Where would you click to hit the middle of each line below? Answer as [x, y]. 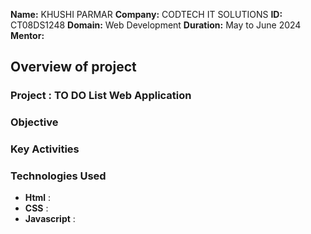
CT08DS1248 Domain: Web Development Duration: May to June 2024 [156, 25]
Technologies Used [58, 176]
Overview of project [73, 67]
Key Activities [45, 149]
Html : [38, 198]
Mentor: [27, 35]
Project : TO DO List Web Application [101, 96]
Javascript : [50, 219]
